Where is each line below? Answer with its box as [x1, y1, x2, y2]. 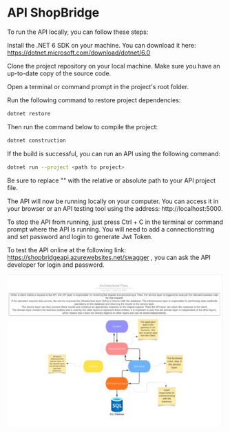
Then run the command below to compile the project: [7, 122, 158, 131]
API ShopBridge [7, 5, 100, 21]
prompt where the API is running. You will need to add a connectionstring [7, 225, 215, 233]
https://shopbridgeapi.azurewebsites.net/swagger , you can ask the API [7, 253, 211, 261]
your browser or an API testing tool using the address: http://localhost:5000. [7, 204, 223, 212]
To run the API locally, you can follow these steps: [7, 28, 149, 36]
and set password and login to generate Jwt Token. [7, 232, 153, 241]
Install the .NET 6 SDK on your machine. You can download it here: [7, 41, 196, 49]
